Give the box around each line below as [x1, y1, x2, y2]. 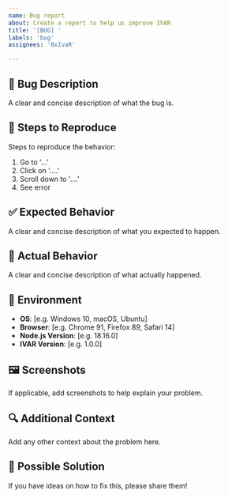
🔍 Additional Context [8, 412, 116, 425]
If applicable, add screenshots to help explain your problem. [8, 388, 204, 398]
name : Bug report [8, 11, 65, 20]
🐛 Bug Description [8, 77, 99, 91]
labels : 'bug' [8, 33, 55, 42]
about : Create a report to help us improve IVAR [8, 19, 171, 27]
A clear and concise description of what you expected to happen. [8, 226, 221, 236]
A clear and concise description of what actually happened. [8, 270, 202, 280]
